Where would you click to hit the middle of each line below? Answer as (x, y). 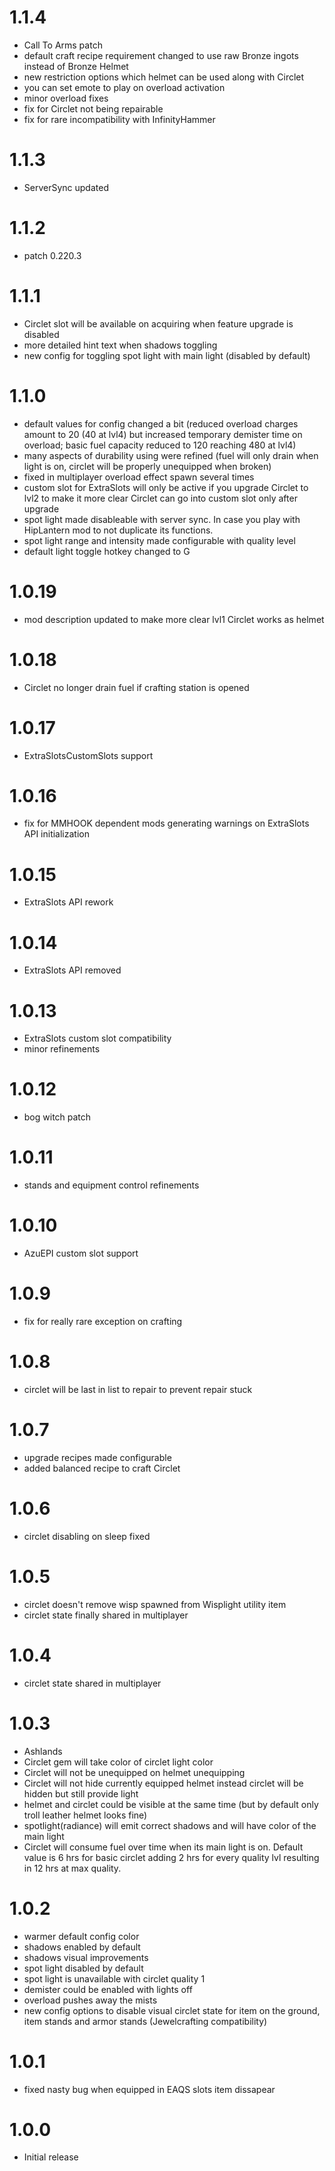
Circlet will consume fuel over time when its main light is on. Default (163, 1847)
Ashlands (43, 1751)
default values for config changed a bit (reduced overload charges (161, 423)
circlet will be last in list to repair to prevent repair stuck (138, 1389)
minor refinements (62, 1049)
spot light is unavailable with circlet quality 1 (114, 1978)
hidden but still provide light (81, 1793)
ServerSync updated (66, 187)
